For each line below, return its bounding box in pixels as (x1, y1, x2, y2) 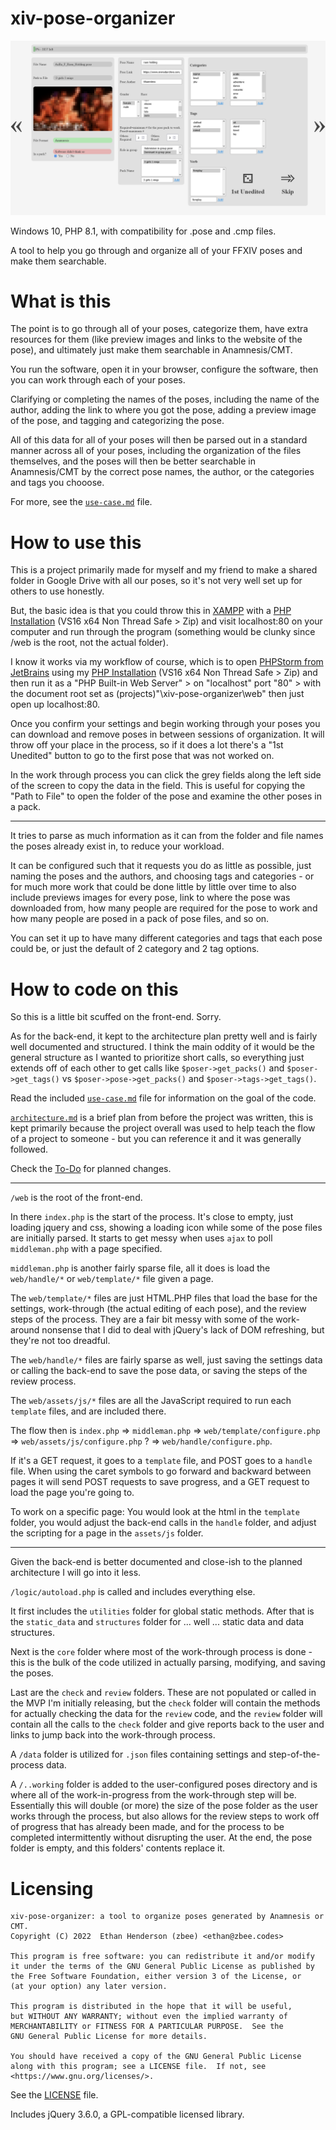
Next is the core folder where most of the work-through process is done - (10, 1646, 313, 1658)
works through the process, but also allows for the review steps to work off (10, 1810, 320, 1822)
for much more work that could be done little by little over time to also (10, 881, 297, 893)
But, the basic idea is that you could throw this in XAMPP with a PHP (10, 605, 292, 617)
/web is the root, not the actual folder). (10, 637, 169, 649)
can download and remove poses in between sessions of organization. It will (10, 728, 325, 741)
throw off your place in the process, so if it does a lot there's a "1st (10, 739, 284, 751)
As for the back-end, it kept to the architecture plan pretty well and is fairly (10, 1030, 318, 1042)
